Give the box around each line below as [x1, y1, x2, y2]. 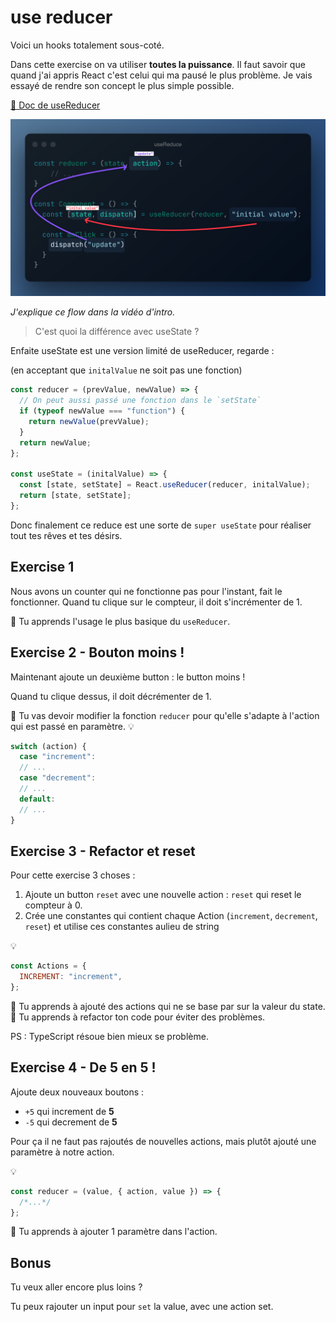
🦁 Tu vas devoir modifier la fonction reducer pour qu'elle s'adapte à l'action [10, 709, 320, 721]
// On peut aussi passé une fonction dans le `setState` [19, 396, 262, 406]
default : [19, 794, 56, 804]
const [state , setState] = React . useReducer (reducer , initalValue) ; [19, 480, 311, 490]
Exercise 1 [10, 559, 75, 576]
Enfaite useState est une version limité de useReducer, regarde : [10, 345, 275, 357]
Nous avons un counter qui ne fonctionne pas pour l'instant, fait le [10, 585, 283, 597]
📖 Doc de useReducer [10, 99, 101, 111]
